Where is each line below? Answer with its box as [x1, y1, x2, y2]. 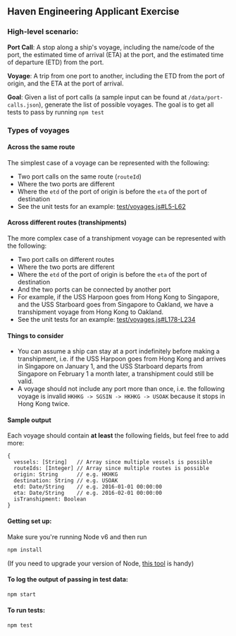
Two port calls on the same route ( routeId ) [17, 172, 142, 181]
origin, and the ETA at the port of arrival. [7, 79, 124, 88]
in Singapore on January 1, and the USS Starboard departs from [17, 362, 203, 371]
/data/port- [188, 94, 223, 101]
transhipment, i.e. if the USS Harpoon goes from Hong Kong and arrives [17, 354, 227, 363]
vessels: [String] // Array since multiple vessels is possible [13, 459, 213, 466]
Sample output [7, 416, 51, 424]
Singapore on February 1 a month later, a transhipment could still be [17, 370, 214, 378]
